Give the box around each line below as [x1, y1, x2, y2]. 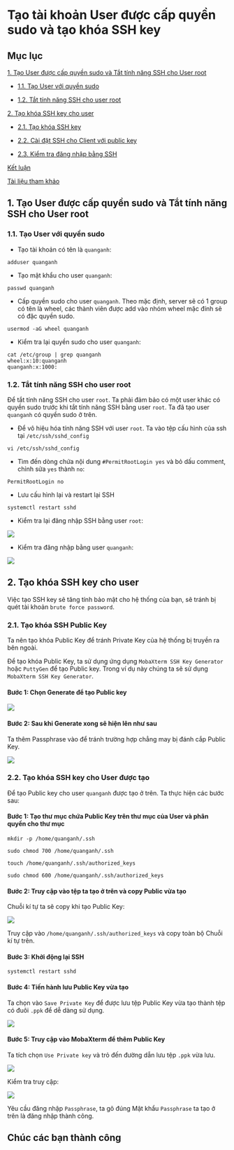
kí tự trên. [7, 936, 35, 945]
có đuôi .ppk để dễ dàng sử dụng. [7, 1006, 105, 1014]
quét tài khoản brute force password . [7, 603, 115, 611]
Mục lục [7, 50, 43, 62]
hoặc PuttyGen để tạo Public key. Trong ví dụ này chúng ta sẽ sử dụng [7, 664, 208, 673]
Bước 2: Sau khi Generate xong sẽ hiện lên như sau [7, 719, 157, 727]
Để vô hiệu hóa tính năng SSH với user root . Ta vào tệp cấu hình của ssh [17, 424, 227, 432]
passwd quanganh [7, 285, 54, 292]
